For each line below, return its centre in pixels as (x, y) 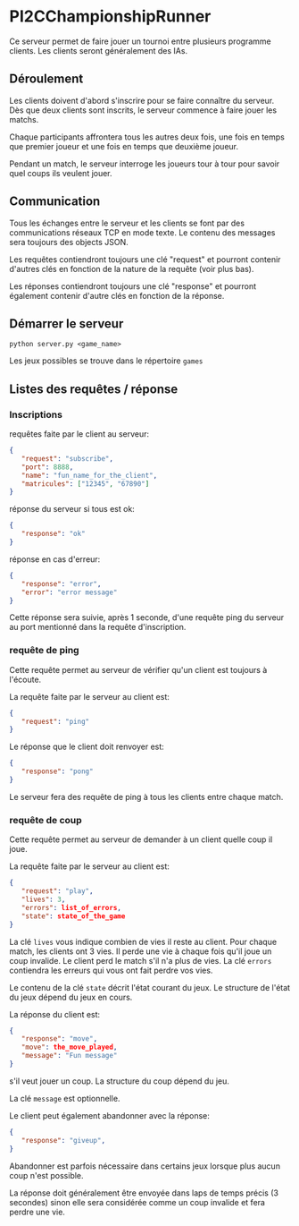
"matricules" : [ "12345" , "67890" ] (85, 484)
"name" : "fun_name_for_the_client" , (89, 475)
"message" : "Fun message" (69, 1056)
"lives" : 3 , (43, 900)
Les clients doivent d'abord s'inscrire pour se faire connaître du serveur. (142, 100)
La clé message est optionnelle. (65, 1098)
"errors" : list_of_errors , (71, 907)
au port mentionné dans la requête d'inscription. (98, 627)
